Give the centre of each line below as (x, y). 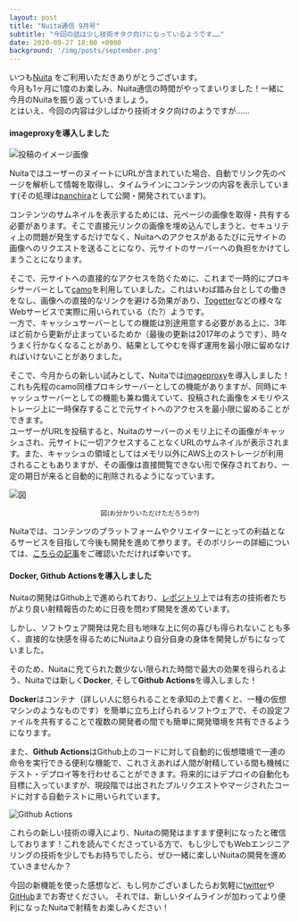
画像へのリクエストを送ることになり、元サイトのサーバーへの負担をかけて (146, 248)
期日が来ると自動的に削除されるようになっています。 (122, 476)
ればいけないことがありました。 (68, 356)
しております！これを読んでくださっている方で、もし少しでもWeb (130, 843)
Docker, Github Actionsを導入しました (80, 575)
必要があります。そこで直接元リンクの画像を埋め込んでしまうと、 (130, 226)
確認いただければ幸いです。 (145, 554)
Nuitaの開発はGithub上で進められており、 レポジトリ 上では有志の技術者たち (148, 597)
